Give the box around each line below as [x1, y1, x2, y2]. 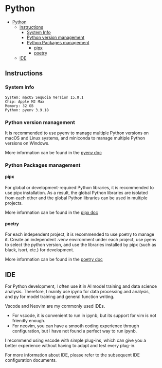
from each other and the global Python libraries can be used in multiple [5, 195, 147, 201]
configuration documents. [5, 357, 57, 363]
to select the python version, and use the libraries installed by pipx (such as [5, 242, 157, 248]
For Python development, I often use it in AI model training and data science [5, 283, 157, 289]
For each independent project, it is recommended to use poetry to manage [5, 231, 155, 237]
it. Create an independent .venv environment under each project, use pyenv [5, 237, 157, 243]
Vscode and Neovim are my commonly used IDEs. [5, 303, 106, 309]
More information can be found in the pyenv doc [5, 149, 102, 156]
